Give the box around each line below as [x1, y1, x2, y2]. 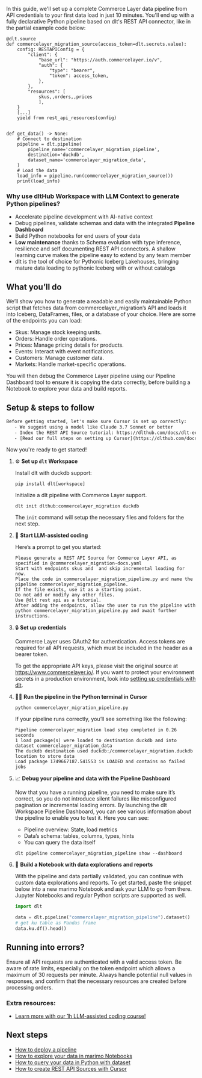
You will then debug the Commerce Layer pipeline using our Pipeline [6, 373, 176, 380]
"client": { [28, 52, 58, 58]
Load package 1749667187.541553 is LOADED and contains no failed [14, 758, 185, 765]
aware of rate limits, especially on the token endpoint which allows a [6, 964, 176, 971]
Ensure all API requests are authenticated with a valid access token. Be [6, 958, 182, 965]
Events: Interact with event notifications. [14, 348, 115, 355]
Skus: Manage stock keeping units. [14, 329, 102, 336]
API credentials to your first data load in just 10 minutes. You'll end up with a [6, 11, 194, 19]
